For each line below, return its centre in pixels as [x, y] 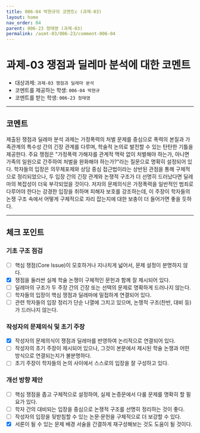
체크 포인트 [25, 233]
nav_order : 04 [24, 23]
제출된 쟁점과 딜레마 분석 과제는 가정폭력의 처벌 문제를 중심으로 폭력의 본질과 [95, 139]
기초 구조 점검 [25, 251]
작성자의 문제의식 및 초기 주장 [46, 326]
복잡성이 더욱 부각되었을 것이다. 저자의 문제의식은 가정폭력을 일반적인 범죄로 [105, 184]
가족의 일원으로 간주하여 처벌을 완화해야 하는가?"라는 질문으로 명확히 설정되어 [96, 161]
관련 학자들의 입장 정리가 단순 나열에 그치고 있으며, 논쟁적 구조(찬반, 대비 [99, 302]
